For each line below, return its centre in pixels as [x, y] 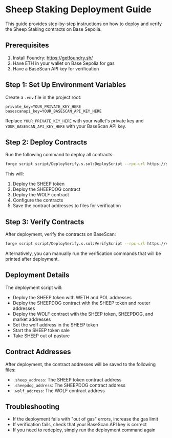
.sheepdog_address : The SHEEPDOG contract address [69, 385]
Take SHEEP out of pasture [41, 336]
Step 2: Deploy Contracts [46, 142]
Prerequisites [27, 45]
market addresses [32, 319]
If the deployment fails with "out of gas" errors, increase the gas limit [85, 419]
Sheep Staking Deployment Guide [79, 10]
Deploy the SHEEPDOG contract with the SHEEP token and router [81, 303]
